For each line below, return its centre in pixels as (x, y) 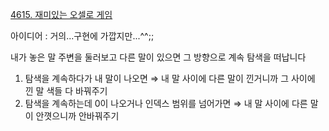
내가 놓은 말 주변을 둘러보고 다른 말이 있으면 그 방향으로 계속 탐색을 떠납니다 (158, 57)
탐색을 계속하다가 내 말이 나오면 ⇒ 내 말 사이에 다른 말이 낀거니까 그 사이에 (170, 78)
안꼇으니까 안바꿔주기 (77, 116)
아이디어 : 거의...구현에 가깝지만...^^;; (82, 36)
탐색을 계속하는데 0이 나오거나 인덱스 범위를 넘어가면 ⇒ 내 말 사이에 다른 (166, 103)
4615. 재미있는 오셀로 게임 (61, 14)
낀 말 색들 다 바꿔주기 (66, 91)
